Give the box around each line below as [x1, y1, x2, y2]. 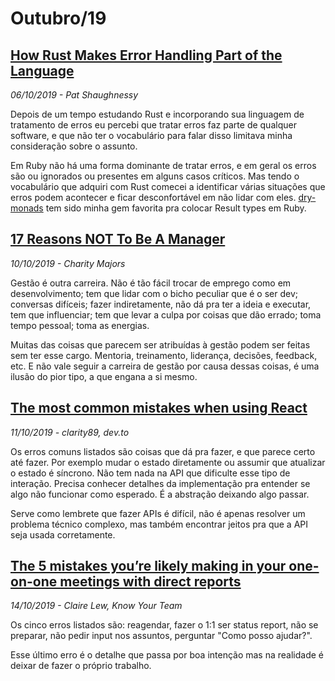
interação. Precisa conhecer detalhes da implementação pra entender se [10, 477, 311, 489]
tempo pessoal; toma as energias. [10, 319, 150, 331]
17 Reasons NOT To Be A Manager [10, 231, 226, 248]
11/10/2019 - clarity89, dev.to [10, 426, 130, 438]
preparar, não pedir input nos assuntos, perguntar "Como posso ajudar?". [10, 630, 313, 642]
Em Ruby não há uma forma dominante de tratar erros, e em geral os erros [10, 160, 317, 171]
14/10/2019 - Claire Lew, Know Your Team [10, 600, 183, 612]
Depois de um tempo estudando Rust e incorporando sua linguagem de [10, 108, 305, 120]
